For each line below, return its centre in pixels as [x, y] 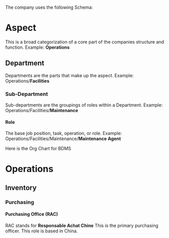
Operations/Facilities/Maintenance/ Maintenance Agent [63, 139]
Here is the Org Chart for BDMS [38, 149]
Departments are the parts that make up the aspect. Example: [70, 75]
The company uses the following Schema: [49, 7]
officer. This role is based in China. [42, 231]
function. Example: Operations [38, 47]
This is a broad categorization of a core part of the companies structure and [85, 42]
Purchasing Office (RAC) [32, 214]
